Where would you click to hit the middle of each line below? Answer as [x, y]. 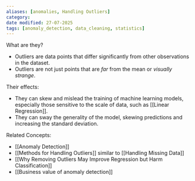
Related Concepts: [29, 135]
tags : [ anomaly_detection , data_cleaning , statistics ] [76, 28]
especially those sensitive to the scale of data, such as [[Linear [92, 105]
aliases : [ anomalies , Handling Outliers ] [58, 12]
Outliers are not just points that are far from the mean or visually [93, 69]
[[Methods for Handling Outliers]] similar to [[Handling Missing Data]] [99, 153]
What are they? [25, 45]
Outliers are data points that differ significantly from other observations [102, 56]
